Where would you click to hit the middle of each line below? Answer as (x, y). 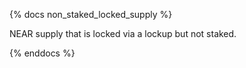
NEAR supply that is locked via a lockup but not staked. (123, 33)
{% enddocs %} (42, 53)
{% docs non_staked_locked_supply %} (91, 14)
